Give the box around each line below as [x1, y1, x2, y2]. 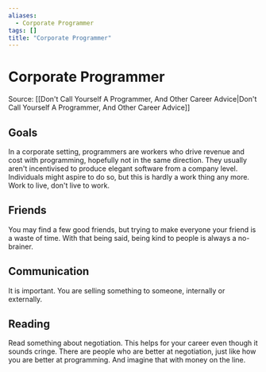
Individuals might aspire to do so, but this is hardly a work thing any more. [8, 172, 250, 181]
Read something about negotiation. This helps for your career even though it [8, 339, 258, 348]
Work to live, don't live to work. [8, 180, 110, 190]
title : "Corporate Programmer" [8, 33, 112, 42]
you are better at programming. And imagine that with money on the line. [8, 355, 246, 365]
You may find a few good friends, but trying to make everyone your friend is [8, 224, 256, 234]
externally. [8, 294, 43, 304]
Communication [8, 265, 90, 278]
